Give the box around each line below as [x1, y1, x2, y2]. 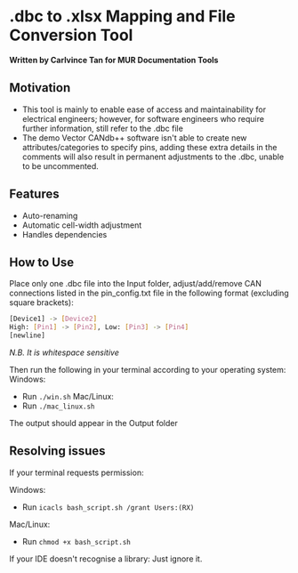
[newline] [9, 331, 46, 340]
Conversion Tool [9, 25, 133, 45]
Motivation [9, 80, 71, 95]
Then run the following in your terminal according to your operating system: [9, 365, 286, 375]
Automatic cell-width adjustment [21, 220, 142, 230]
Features [9, 187, 60, 202]
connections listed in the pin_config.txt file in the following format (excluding [9, 287, 289, 299]
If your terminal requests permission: [9, 467, 144, 478]
